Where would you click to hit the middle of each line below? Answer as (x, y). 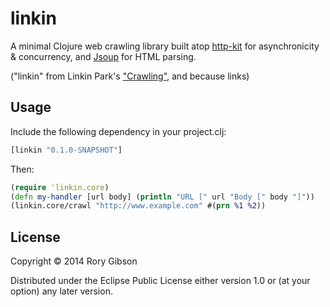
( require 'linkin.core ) (60, 187)
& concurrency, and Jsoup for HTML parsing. (103, 56)
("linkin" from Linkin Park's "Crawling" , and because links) (130, 76)
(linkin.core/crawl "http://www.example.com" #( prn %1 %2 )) (138, 206)
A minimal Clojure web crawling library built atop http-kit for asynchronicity (165, 46)
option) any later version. (61, 291)
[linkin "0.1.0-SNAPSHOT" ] (66, 150)
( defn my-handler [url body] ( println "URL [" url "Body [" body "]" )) (162, 197)
